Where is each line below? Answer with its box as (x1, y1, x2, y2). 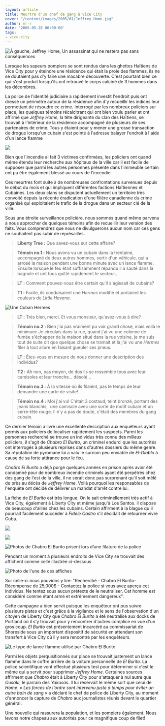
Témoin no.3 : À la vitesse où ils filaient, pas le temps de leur (17, 383, 141, 389)
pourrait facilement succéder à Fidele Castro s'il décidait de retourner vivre (5, 510, 158, 516)
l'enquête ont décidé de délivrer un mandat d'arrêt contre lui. (5, 485, 129, 491)
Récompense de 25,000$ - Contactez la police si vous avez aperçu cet (5, 583, 149, 589)
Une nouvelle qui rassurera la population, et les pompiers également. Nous (5, 710, 157, 716)
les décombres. (5, 84, 37, 90)
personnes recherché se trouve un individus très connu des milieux (5, 434, 142, 440)
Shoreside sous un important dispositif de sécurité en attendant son (5, 629, 143, 635)
